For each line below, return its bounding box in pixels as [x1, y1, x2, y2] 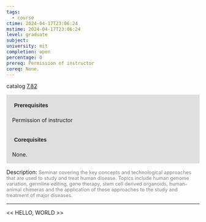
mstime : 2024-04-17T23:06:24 [6, 26, 81, 32]
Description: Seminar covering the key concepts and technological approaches [6, 169, 192, 176]
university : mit [6, 43, 48, 50]
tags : [6, 9, 20, 15]
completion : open [6, 49, 51, 55]
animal [6, 187, 22, 193]
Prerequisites [14, 102, 48, 109]
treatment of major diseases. [6, 192, 73, 199]
